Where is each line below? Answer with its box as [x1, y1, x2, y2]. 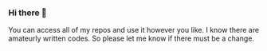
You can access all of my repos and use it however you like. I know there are [8, 25, 260, 35]
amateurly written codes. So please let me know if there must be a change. [8, 33, 255, 43]
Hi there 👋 [8, 7, 48, 18]
